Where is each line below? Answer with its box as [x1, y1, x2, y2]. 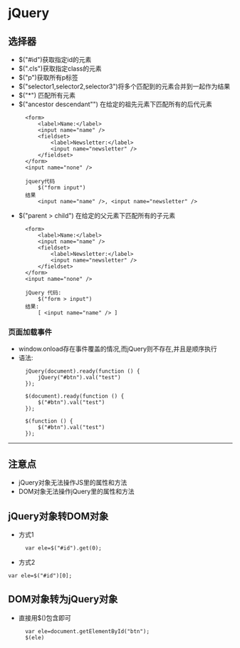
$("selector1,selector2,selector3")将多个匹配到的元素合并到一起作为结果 [18, 82, 231, 91]
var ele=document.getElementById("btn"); [25, 627, 150, 635]
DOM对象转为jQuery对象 [8, 593, 118, 605]
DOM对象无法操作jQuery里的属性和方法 [18, 487, 135, 496]
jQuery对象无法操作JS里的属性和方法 [18, 478, 127, 487]
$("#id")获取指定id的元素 [18, 56, 92, 63]
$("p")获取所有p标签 [18, 73, 78, 81]
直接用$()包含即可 [18, 613, 71, 622]
